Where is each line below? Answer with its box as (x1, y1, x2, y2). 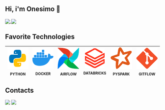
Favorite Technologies (5, 33, 75, 41)
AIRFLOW (60, 72, 77, 76)
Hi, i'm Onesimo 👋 (5, 5, 60, 13)
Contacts (5, 86, 34, 95)
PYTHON (9, 72, 26, 76)
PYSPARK (112, 72, 130, 77)
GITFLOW (138, 72, 156, 77)
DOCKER (35, 72, 51, 76)
